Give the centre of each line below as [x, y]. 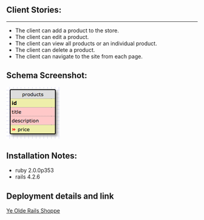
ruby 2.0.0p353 [34, 171]
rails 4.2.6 [28, 177]
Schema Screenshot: [47, 76]
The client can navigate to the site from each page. [79, 56]
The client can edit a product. [52, 37]
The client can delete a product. [55, 50]
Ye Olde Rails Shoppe [33, 211]
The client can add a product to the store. [67, 30]
